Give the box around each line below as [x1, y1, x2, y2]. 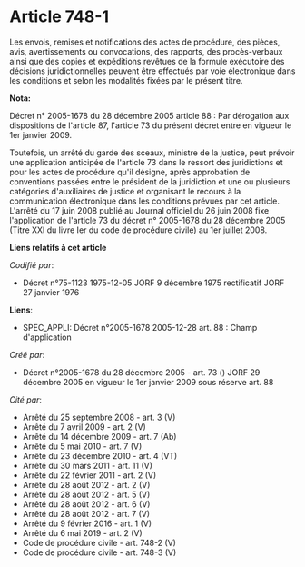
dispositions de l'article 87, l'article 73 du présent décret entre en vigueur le [9, 120, 292, 131]
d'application [22, 332, 72, 343]
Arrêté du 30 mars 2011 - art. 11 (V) [22, 460, 152, 471]
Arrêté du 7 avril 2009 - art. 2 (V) [22, 421, 147, 433]
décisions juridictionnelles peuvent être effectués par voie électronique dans [9, 65, 296, 76]
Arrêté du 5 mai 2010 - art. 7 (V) [22, 441, 143, 452]
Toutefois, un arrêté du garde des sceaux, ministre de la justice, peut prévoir [9, 147, 295, 158]
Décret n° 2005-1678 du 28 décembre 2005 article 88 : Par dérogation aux [9, 110, 290, 121]
